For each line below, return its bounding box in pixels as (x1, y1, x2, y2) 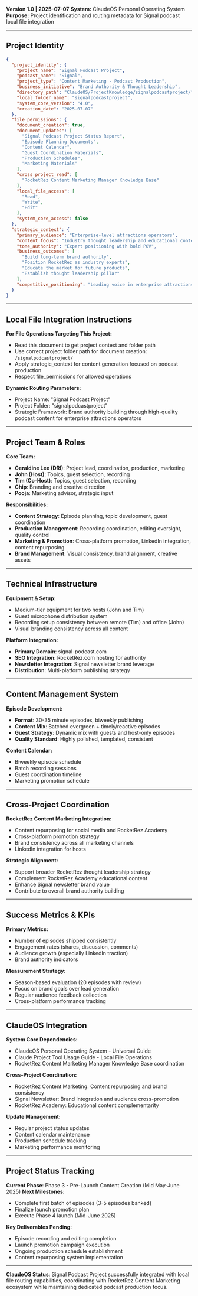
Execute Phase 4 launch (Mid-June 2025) (14, 1212, 116, 1219)
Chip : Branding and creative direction (14, 483, 106, 490)
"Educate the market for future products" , (21, 265, 131, 271)
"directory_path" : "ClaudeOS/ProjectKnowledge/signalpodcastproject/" (16, 89, 194, 96)
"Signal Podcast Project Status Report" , (21, 133, 126, 139)
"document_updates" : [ (16, 128, 72, 134)
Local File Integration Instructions (6, 314, 133, 324)
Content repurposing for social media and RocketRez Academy (14, 827, 168, 834)
